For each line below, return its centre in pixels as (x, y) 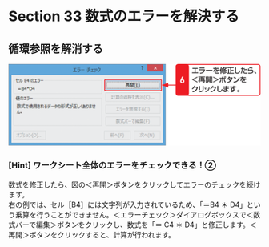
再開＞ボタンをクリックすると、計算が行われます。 (92, 234)
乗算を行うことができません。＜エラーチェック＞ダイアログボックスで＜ (134, 214)
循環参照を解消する (56, 49)
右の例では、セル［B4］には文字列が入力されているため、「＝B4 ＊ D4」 (128, 204)
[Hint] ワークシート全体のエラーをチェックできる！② (112, 165)
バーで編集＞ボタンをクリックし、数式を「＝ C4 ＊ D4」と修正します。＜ (136, 225)
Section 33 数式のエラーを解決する (124, 16)
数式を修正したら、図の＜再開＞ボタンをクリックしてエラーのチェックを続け (134, 184)
